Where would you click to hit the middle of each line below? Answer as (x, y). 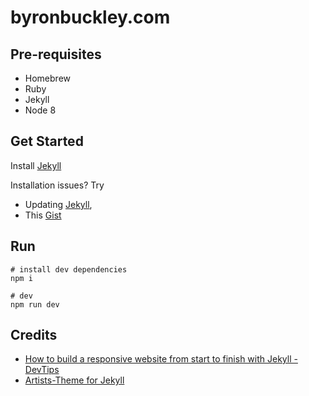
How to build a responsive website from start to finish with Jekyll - (161, 359)
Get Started (47, 141)
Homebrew (47, 78)
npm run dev (35, 304)
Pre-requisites (56, 54)
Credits (34, 335)
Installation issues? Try (57, 185)
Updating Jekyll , (58, 204)
